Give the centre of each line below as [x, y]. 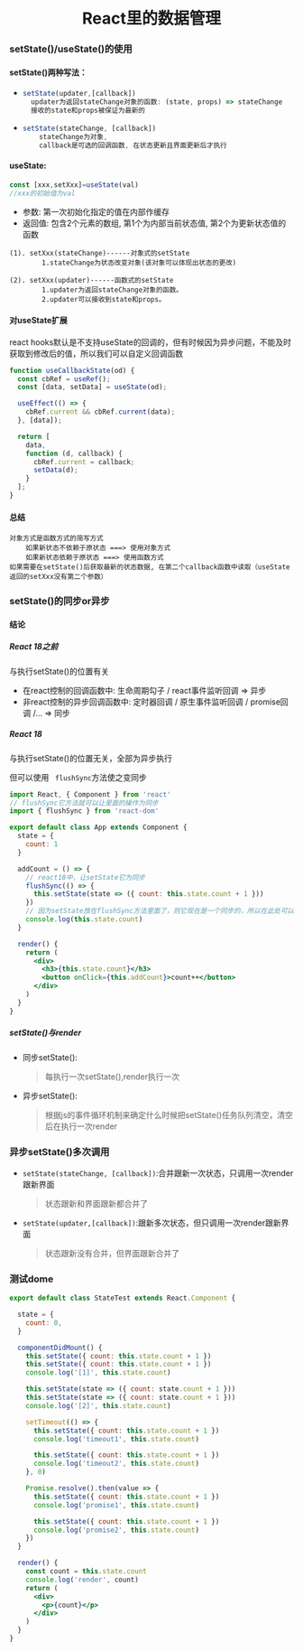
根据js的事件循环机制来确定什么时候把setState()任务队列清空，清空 [169, 1115]
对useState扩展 [38, 321]
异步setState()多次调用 [60, 1152]
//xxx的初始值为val [42, 193]
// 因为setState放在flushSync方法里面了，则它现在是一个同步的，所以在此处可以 [160, 911]
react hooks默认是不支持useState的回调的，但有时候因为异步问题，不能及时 [150, 342]
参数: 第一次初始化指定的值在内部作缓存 [96, 211]
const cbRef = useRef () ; [64, 379]
